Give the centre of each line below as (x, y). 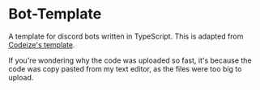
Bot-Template (55, 14)
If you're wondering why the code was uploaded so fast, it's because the (130, 60)
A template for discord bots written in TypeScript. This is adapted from (126, 36)
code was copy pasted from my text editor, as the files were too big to (125, 68)
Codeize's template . (42, 44)
